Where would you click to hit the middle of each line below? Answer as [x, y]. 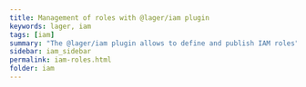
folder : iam [32, 69]
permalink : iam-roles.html [61, 60]
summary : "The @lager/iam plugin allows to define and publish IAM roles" [154, 43]
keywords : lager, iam [51, 26]
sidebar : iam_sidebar [51, 52]
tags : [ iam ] [32, 34]
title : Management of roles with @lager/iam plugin [109, 18]
